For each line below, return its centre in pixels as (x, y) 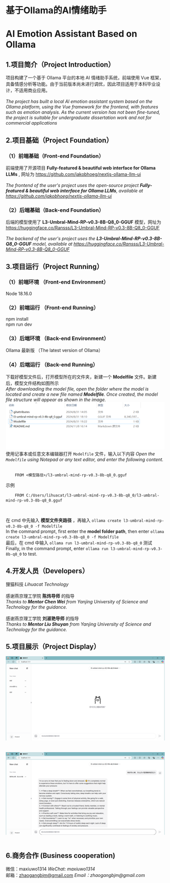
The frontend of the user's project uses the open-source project (72, 185)
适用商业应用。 (34, 90)
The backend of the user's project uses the (50, 239)
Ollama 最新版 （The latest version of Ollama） (54, 351)
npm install (17, 319)
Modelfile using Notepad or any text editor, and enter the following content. (84, 459)
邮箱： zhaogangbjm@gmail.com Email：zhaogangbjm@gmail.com (75, 875)
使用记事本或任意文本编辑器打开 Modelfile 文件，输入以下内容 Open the (80, 453)
